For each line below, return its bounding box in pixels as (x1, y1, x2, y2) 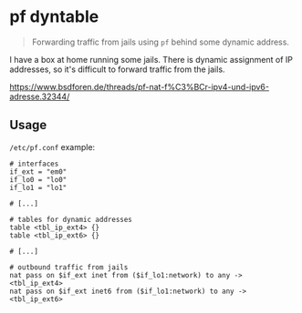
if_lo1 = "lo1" (9, 183, 68, 192)
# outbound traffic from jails (9, 262, 129, 272)
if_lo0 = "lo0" (9, 175, 68, 184)
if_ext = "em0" (9, 167, 68, 177)
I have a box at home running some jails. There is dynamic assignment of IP (9, 54, 294, 65)
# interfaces (9, 159, 59, 168)
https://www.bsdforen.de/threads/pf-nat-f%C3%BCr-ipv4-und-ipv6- (9, 81, 269, 92)
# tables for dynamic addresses (9, 215, 132, 224)
